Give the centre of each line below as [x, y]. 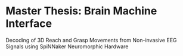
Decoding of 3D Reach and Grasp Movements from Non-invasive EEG [91, 40]
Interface [29, 24]
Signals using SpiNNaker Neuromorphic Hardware [67, 46]
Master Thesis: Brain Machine [81, 11]
